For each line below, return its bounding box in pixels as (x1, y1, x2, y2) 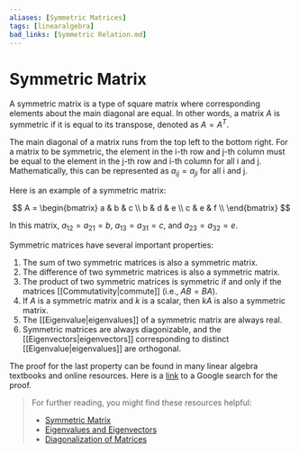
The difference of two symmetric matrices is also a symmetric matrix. (22, 267, 281, 277)
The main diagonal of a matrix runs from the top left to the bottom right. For (9, 136, 288, 147)
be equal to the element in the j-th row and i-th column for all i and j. (9, 155, 262, 167)
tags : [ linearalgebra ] (9, 22, 95, 31)
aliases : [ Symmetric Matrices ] (9, 13, 127, 23)
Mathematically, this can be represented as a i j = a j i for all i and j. (9, 165, 248, 178)
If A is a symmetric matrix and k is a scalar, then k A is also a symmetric (22, 294, 286, 306)
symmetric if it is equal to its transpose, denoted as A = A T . (9, 118, 230, 130)
